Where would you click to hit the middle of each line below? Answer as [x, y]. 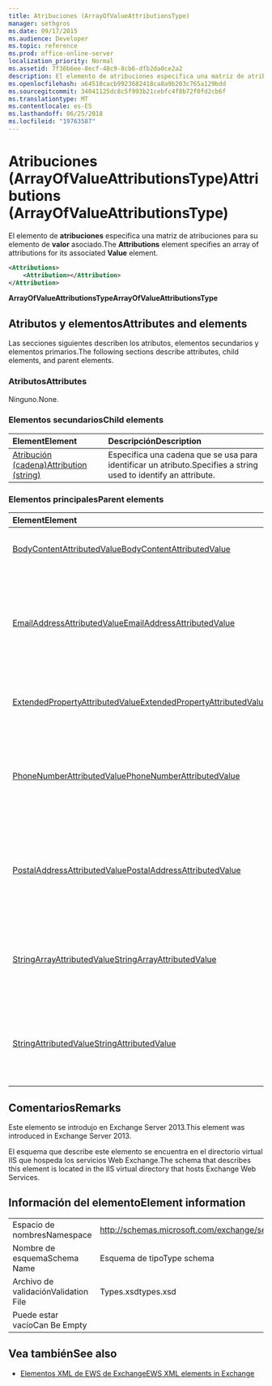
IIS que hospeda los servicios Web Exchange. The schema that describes [130, 1160]
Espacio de [34, 1225]
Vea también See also [63, 1354]
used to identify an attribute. [162, 475]
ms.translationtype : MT [49, 99]
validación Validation [51, 1291]
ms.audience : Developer [49, 38]
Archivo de [33, 1281]
